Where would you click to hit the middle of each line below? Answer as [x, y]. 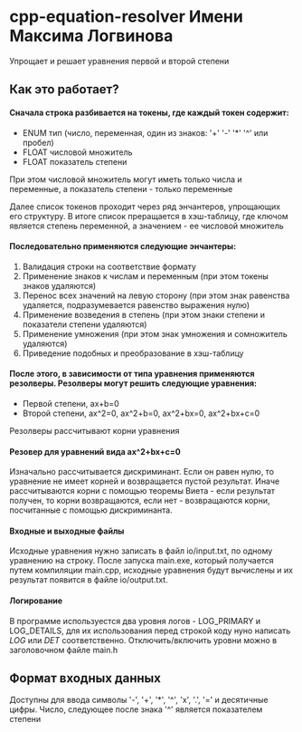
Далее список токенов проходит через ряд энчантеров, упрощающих [145, 207]
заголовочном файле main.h [64, 650]
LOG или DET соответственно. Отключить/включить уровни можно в [143, 640]
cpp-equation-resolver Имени [127, 17]
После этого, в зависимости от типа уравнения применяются [132, 374]
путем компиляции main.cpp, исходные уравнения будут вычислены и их [151, 570]
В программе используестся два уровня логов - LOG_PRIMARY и [135, 621]
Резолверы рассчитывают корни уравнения [94, 430]
